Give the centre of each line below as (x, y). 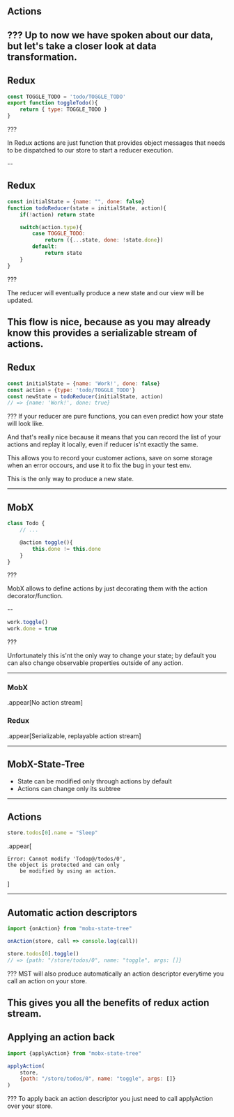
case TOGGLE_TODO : (59, 234)
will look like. (25, 423)
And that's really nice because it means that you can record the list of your (114, 437)
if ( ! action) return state (57, 214)
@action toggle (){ (46, 542)
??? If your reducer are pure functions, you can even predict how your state (116, 416)
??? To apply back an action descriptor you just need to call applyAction (110, 1099)
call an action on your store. (47, 981)
